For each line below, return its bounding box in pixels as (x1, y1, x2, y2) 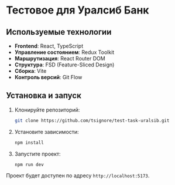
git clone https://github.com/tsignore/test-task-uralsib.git (14, 117, 170, 123)
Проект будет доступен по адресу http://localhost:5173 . (6, 172, 150, 179)
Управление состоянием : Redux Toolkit (14, 49, 115, 56)
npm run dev (14, 162, 44, 167)
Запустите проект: (14, 150, 61, 157)
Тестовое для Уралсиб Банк (6, 4, 149, 17)
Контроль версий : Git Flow (14, 74, 83, 80)
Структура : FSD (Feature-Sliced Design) (14, 61, 115, 68)
